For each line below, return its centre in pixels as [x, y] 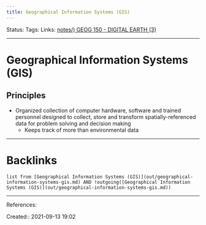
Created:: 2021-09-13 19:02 [41, 216]
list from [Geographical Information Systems [65, 177]
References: [21, 204]
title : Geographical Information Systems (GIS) [68, 12]
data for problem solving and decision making [73, 123]
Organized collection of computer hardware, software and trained [98, 110]
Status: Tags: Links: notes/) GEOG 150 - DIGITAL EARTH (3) [81, 29]
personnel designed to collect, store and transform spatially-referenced [105, 116]
